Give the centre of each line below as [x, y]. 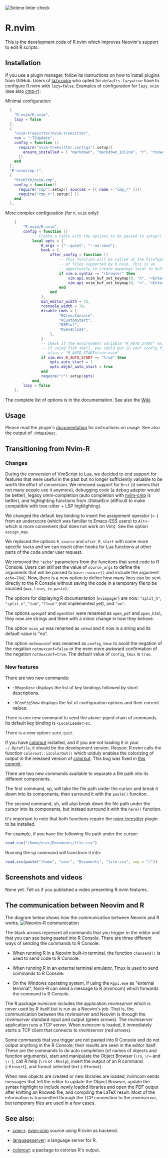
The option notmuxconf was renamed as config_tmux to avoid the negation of [84, 643]
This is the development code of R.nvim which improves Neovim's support [82, 42]
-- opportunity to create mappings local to [106, 269]
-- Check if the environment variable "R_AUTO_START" [98, 343]
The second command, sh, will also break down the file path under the [78, 804]
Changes [16, 463]
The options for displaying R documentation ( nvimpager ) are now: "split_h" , [83, 598]
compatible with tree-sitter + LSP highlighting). [53, 506]
